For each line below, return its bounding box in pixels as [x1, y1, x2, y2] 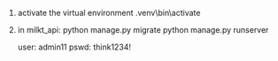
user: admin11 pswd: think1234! [17, 42, 131, 52]
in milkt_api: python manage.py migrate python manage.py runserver [17, 25, 269, 34]
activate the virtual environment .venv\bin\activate [17, 8, 201, 18]
